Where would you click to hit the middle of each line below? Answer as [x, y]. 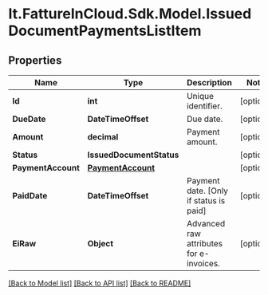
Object [100, 244]
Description [209, 83]
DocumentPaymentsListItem [105, 31]
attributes [205, 244]
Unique [200, 96]
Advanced [206, 224]
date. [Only [207, 191]
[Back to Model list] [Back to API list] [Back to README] [100, 283]
